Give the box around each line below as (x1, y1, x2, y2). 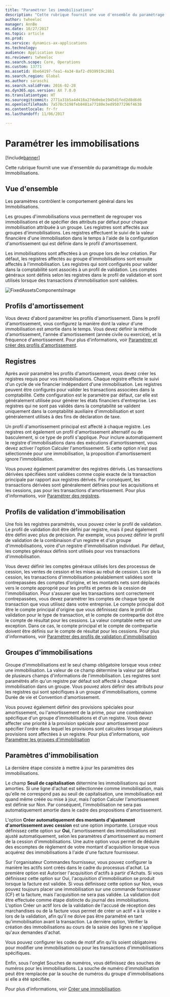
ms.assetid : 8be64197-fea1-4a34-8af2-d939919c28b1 (5, 69, 115, 74)
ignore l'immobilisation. (5, 456, 54, 462)
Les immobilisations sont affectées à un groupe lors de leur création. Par (5, 250, 157, 256)
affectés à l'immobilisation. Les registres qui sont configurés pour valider (5, 261, 158, 267)
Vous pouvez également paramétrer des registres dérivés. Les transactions (5, 466, 162, 472)
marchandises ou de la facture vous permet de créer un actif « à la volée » (5, 908, 161, 914)
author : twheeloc (5, 17, 42, 22)
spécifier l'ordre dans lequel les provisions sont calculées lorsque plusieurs (5, 726, 163, 732)
